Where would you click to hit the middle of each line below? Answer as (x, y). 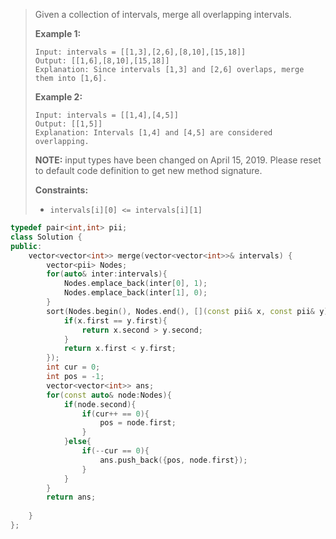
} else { (77, 442)
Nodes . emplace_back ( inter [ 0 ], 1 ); (135, 284)
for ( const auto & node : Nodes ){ (109, 395)
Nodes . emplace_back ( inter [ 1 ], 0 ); (135, 293)
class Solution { (46, 237)
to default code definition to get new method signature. (148, 170)
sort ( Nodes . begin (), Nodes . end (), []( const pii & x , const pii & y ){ (189, 311)
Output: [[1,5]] (68, 124)
